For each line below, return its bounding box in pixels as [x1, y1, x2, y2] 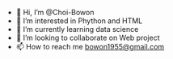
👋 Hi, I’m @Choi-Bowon [15, 8, 95, 17]
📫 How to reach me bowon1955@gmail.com [15, 42, 165, 51]
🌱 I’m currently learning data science [15, 25, 139, 33]
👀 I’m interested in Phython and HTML [15, 16, 143, 26]
